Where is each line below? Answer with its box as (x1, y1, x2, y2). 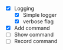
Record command (14, 38, 58, 45)
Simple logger (22, 12, 57, 19)
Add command (14, 24, 51, 31)
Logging (14, 5, 35, 12)
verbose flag (22, 18, 54, 25)
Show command (14, 31, 54, 38)
